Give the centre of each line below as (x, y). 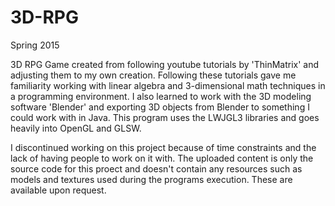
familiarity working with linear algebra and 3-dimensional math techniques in (168, 85)
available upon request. (58, 190)
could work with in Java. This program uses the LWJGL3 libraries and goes (165, 117)
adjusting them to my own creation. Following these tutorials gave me (153, 75)
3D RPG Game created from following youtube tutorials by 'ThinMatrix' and (165, 64)
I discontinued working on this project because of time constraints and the (163, 147)
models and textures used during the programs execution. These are (151, 179)
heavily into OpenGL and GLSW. (76, 128)
